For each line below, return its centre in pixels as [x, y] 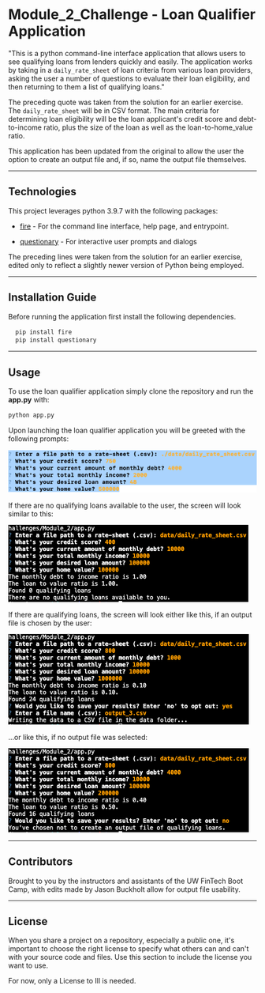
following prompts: [39, 439]
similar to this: [31, 513]
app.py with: [29, 400]
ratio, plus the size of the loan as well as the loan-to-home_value [148, 127]
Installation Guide [52, 298]
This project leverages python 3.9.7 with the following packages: [113, 210]
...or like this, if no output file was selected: [78, 737]
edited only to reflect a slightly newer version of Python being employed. [126, 265]
